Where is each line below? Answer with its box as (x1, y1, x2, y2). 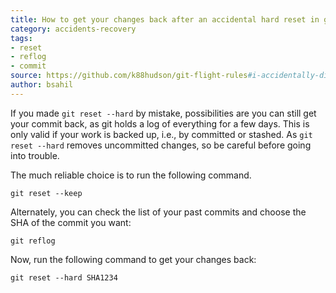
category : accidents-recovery (10, 24, 137, 34)
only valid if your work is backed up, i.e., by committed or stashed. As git (10, 128, 313, 140)
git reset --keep (10, 188, 83, 198)
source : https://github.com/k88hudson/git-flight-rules (10, 71, 248, 81)
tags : (10, 33, 33, 43)
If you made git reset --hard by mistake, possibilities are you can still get (10, 107, 317, 119)
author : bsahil (10, 80, 74, 90)
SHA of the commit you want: (10, 216, 132, 228)
